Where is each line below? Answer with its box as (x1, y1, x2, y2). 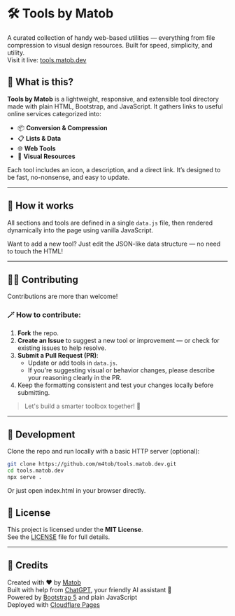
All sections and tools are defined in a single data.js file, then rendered (7, 218, 213, 227)
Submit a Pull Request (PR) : (17, 351, 99, 359)
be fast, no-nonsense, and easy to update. (7, 173, 130, 181)
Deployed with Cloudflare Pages (7, 600, 100, 609)
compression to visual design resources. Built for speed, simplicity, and (7, 41, 213, 49)
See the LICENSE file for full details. (7, 533, 111, 541)
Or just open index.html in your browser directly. (7, 486, 146, 495)
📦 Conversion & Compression (17, 123, 108, 132)
